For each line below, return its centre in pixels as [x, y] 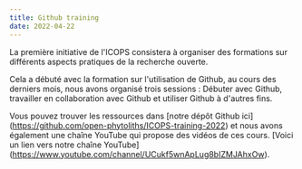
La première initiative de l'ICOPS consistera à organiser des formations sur [149, 52]
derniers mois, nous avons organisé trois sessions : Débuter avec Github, [146, 89]
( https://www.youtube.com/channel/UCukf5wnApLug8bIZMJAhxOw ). [140, 154]
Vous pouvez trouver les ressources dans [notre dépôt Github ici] [132, 116]
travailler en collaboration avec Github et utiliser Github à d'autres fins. [141, 98]
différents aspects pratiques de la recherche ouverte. [109, 61]
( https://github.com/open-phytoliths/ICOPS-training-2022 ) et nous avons [146, 125]
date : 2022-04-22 [42, 26]
